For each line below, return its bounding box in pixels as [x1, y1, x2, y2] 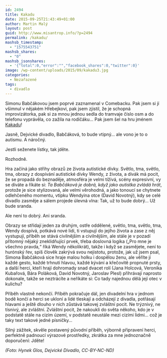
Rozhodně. [5, 156, 27, 162]
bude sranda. [5, 203, 32, 209]
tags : [5, 82, 16, 87]
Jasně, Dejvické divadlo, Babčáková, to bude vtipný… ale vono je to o [5, 131, 148, 137]
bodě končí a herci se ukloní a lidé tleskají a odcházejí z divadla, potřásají [5, 296, 156, 302]
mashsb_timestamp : [5, 40, 43, 45]
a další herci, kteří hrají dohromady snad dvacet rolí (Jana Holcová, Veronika [5, 265, 162, 271]
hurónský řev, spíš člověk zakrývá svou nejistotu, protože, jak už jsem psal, [5, 249, 160, 255]
